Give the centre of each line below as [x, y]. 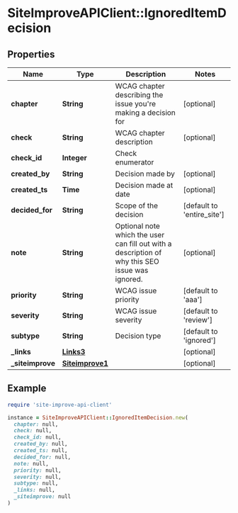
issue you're [136, 104]
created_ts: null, [41, 451]
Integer [74, 158]
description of [138, 253]
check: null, [33, 431]
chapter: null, [36, 424]
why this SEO [137, 261]
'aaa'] [193, 299]
